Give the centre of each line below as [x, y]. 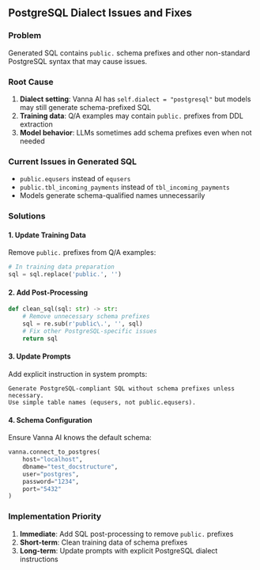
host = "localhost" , [53, 460]
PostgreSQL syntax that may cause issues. [78, 61]
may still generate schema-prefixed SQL [85, 107]
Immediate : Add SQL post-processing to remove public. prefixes [126, 534]
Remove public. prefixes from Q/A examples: [82, 253]
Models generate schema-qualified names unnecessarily [112, 196]
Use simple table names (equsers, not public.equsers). [102, 402]
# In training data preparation [61, 267]
